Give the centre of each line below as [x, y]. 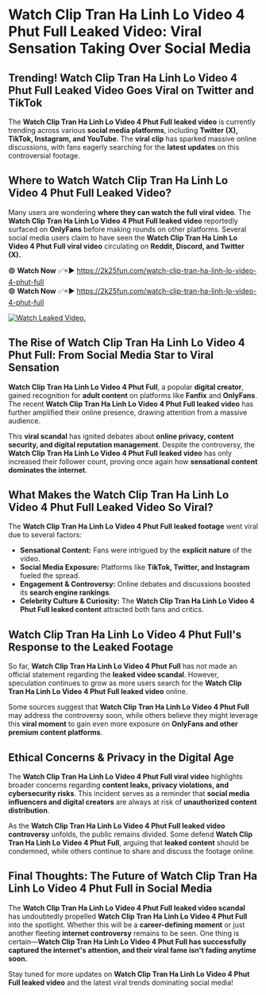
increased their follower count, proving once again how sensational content [133, 461]
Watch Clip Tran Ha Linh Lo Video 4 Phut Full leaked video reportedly [123, 220]
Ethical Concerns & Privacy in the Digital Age [121, 757]
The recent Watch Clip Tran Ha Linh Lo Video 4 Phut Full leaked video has [131, 404]
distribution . [29, 810]
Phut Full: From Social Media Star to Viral [111, 355]
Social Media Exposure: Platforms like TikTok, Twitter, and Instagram [135, 568]
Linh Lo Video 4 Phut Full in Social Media [110, 889]
